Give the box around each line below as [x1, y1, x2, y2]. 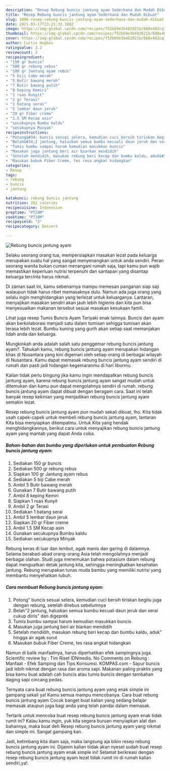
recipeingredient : [6, 54, 44, 60]
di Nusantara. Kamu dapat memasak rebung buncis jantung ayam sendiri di [6, 357, 162, 363]
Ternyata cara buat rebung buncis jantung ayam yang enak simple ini [6, 686, 149, 692]
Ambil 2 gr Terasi [13, 503, 49, 509]
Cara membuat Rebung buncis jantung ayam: [6, 584, 104, 590]
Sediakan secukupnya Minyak [13, 535, 75, 541]
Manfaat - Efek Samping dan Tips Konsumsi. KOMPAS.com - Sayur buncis [6, 660, 160, 667]
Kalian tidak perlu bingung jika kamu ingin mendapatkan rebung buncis [6, 372, 153, 378]
